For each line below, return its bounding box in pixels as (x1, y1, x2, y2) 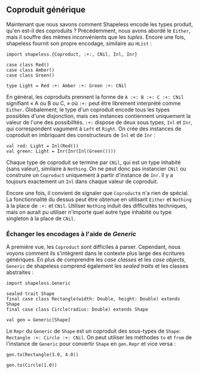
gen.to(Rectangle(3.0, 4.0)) (6, 352, 79, 358)
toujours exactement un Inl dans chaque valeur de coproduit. (6, 178, 158, 185)
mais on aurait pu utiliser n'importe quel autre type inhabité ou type (6, 208, 172, 215)
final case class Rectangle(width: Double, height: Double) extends (6, 296, 180, 302)
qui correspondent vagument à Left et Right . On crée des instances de (6, 125, 182, 132)
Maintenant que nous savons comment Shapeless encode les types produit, (6, 20, 193, 28)
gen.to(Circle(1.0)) (6, 362, 58, 369)
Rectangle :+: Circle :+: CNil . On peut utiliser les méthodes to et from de (6, 334, 192, 341)
